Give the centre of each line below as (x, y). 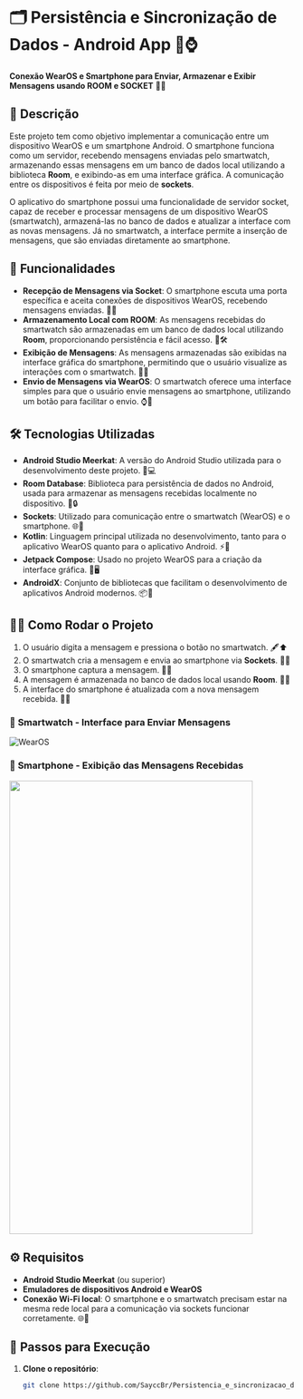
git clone (41, 1385)
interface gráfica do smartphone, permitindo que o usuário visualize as (155, 362)
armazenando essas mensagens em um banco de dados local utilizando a (147, 165)
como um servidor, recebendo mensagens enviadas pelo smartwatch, (140, 155)
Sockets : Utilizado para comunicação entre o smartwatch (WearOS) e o (156, 517)
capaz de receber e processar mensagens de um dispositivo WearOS (139, 211)
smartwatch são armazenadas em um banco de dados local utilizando (153, 329)
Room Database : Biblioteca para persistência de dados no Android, (148, 484)
